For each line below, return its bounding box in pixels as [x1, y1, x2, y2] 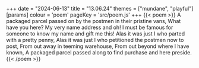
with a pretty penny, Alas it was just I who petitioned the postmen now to [6, 37, 184, 43]
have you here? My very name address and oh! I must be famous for [6, 24, 173, 31]
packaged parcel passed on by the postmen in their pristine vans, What [6, 18, 181, 24]
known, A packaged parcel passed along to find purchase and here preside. [6, 49, 192, 56]
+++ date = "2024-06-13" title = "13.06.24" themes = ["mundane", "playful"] [6, 5, 194, 12]
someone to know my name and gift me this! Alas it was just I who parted [6, 30, 185, 37]
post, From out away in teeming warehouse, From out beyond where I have [6, 43, 189, 50]
